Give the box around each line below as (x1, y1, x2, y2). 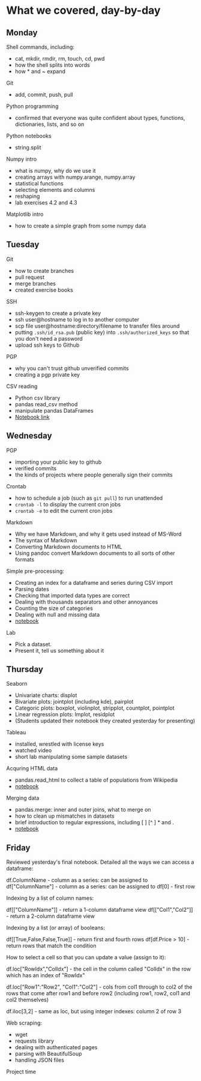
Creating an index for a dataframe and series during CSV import (14, 579, 173, 586)
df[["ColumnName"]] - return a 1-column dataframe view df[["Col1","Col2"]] (6, 906, 193, 914)
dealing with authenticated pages (14, 1044, 98, 1051)
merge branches (14, 280, 56, 287)
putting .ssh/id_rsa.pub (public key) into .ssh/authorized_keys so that (14, 328, 190, 336)
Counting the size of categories (14, 604, 93, 612)
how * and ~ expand (14, 68, 66, 75)
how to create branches (14, 267, 74, 274)
